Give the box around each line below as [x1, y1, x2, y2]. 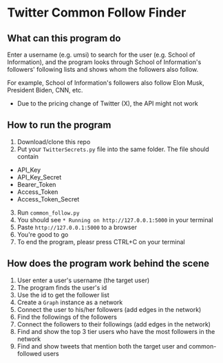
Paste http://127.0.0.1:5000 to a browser [17, 223, 138, 231]
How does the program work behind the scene [7, 257, 210, 270]
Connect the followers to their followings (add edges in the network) [17, 320, 211, 328]
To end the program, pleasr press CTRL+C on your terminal [17, 237, 185, 246]
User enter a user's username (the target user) [17, 276, 150, 284]
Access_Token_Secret [17, 195, 80, 203]
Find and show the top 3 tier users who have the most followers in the [17, 327, 215, 335]
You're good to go [17, 230, 69, 239]
